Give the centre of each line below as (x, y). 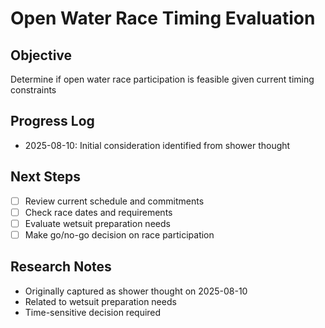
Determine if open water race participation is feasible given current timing (162, 79)
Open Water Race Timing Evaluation (163, 18)
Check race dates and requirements (98, 212)
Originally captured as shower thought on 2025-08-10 (136, 291)
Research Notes (61, 267)
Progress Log (52, 121)
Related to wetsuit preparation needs (100, 301)
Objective (41, 55)
